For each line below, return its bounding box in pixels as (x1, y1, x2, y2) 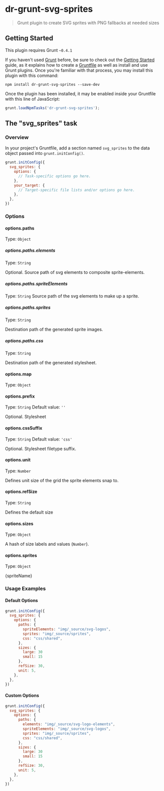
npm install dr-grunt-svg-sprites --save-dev (5, 82, 100, 87)
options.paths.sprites (5, 304, 51, 310)
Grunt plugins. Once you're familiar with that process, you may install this (5, 67, 153, 73)
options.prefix (5, 393, 35, 399)
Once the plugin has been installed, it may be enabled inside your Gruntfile (5, 90, 156, 97)
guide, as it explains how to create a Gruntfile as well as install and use (5, 62, 148, 68)
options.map (5, 371, 32, 377)
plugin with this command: (5, 73, 59, 78)
